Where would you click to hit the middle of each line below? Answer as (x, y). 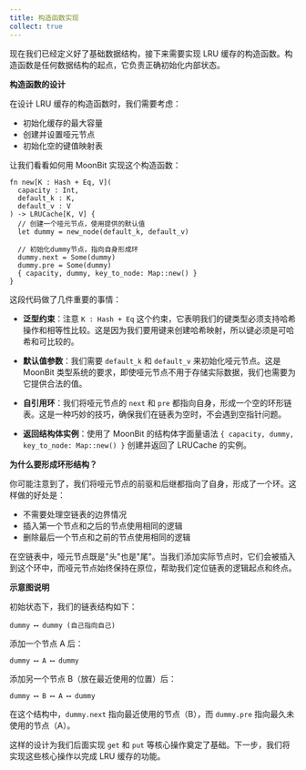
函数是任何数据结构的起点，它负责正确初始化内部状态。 (121, 65)
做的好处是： (41, 495)
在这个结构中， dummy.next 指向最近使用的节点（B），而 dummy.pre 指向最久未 (152, 714)
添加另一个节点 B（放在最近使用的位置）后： (93, 678)
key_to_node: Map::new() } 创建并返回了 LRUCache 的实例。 (137, 445)
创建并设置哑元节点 (59, 134)
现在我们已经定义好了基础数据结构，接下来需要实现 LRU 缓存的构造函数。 (147, 53)
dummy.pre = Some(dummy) (65, 265)
